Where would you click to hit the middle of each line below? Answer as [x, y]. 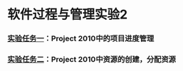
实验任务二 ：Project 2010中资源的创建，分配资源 [92, 60]
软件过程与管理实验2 [68, 15]
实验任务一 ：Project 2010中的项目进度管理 [81, 38]
